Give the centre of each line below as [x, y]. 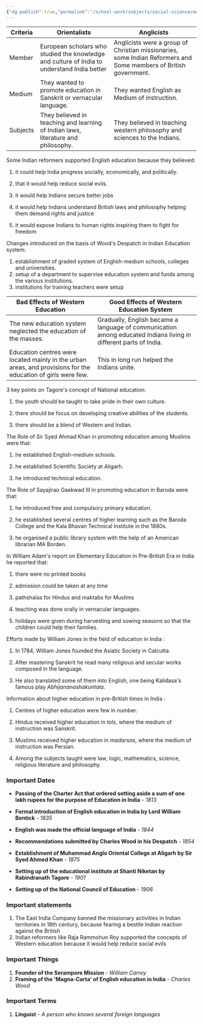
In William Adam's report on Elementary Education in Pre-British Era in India [100, 556]
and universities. [35, 268]
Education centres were [43, 352]
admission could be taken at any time [61, 585]
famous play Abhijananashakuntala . [60, 687]
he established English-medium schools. [66, 454]
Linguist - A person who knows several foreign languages [88, 1014]
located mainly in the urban [48, 359]
